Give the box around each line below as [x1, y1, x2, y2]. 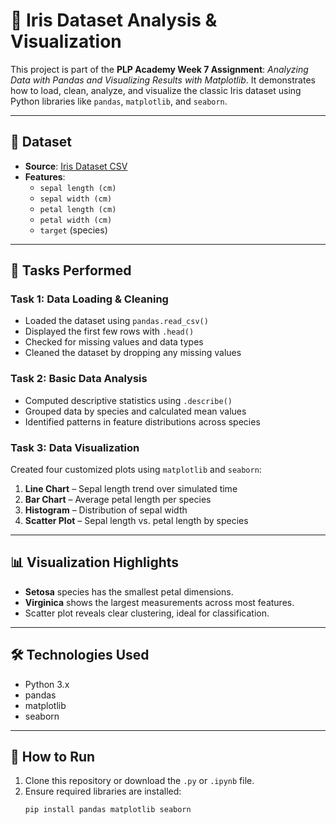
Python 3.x [24, 678, 70, 690]
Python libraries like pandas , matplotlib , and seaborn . [10, 95, 228, 107]
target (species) [39, 224, 108, 236]
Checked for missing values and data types [24, 336, 204, 348]
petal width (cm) [39, 215, 113, 225]
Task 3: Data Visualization [10, 440, 140, 454]
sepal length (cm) [39, 183, 117, 193]
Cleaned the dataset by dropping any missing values [24, 347, 242, 359]
